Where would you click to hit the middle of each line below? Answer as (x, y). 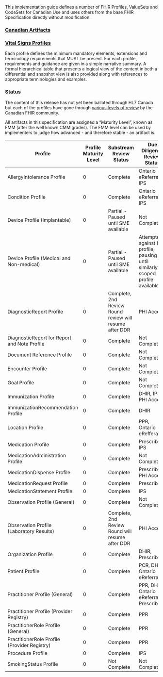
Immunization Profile (31, 396)
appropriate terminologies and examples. (46, 79)
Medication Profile (28, 445)
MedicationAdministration (37, 455)
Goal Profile (21, 382)
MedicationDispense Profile (39, 472)
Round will (120, 531)
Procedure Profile (27, 653)
